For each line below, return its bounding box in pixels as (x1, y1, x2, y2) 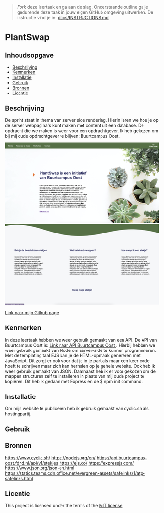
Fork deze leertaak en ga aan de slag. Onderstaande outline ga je (17, 4, 148, 10)
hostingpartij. (5, 411, 32, 417)
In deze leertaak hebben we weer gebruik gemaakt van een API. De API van (5, 337, 157, 343)
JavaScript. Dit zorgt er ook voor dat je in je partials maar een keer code (5, 357, 150, 364)
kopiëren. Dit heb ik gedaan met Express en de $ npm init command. (5, 378, 143, 384)
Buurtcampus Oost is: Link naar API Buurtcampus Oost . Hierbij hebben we (5, 342, 155, 348)
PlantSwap (5, 32, 50, 43)
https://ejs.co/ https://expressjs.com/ (59, 460, 134, 466)
